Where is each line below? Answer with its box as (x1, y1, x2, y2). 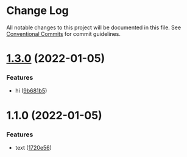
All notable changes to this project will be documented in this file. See (6, 24, 182, 31)
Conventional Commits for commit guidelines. (6, 30, 121, 37)
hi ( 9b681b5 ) (15, 87, 48, 94)
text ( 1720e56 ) (15, 144, 52, 151)
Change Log (6, 4, 69, 18)
